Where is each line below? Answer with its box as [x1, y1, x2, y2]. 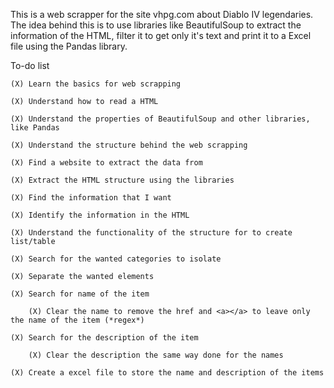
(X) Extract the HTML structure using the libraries [10, 175, 235, 185]
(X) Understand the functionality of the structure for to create [10, 228, 293, 238]
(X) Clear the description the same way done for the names [28, 350, 284, 360]
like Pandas [10, 123, 60, 133]
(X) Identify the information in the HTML [10, 210, 190, 220]
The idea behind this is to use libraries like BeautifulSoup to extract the [10, 19, 302, 31]
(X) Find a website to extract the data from [10, 158, 203, 168]
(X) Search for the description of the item [10, 333, 199, 343]
